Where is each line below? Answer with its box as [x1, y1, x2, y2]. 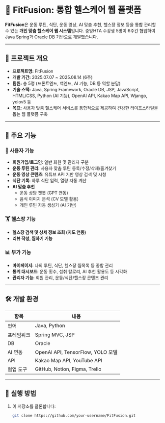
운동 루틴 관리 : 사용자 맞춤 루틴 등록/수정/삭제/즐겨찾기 [12, 165, 116, 172]
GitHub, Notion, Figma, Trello [35, 366, 102, 373]
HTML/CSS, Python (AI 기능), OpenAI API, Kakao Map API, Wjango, [12, 93, 148, 99]
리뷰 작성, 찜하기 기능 [12, 235, 53, 241]
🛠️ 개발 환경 [5, 295, 38, 303]
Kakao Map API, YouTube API [35, 357, 103, 364]
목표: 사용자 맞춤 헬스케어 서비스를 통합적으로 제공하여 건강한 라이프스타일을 [12, 105, 158, 111]
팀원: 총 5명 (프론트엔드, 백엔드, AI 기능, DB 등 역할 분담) [12, 80, 121, 86]
